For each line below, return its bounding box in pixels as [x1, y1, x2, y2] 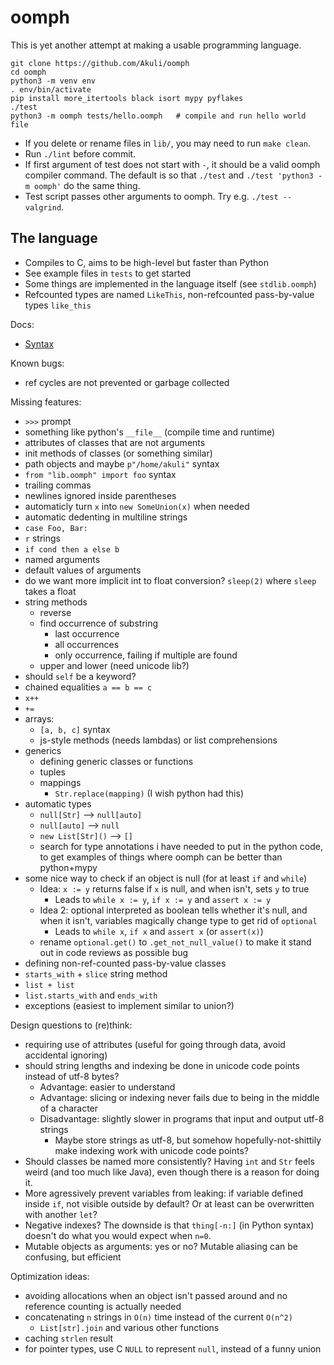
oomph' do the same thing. [34, 179, 141, 191]
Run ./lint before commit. [24, 147, 137, 160]
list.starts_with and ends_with [24, 989, 158, 1001]
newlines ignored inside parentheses [24, 489, 177, 501]
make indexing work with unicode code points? [54, 1144, 249, 1156]
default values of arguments [24, 564, 142, 576]
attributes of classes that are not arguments [24, 436, 206, 448]
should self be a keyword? [24, 670, 137, 682]
